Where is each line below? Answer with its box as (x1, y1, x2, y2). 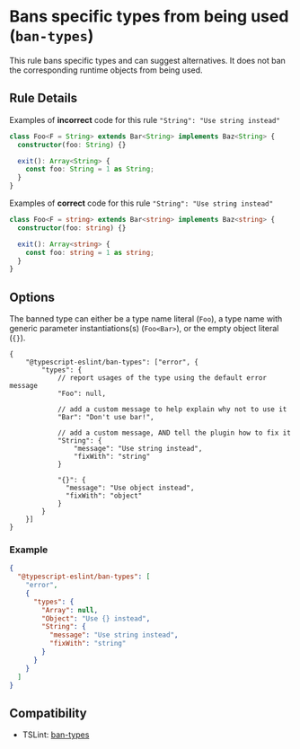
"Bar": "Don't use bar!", (57, 413, 154, 422)
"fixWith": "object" (66, 491, 143, 500)
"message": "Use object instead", (66, 483, 195, 493)
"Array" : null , (41, 605, 99, 614)
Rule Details (9, 91, 78, 106)
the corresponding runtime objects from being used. (9, 65, 204, 75)
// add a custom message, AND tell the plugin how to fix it (57, 428, 292, 437)
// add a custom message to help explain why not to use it (57, 405, 287, 414)
